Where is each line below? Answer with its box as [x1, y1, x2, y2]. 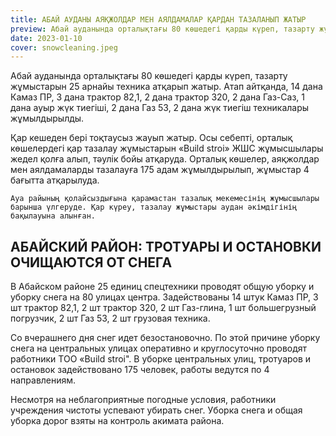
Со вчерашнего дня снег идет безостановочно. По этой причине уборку [10, 332, 321, 344]
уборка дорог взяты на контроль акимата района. [10, 415, 225, 427]
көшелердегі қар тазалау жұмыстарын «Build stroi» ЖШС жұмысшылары [10, 142, 324, 155]
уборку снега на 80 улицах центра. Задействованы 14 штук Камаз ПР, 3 [10, 291, 319, 303]
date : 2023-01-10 [10, 33, 83, 43]
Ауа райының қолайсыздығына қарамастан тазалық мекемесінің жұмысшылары [10, 194, 320, 204]
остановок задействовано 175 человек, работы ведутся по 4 [10, 364, 270, 376]
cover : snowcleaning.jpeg [10, 42, 118, 53]
